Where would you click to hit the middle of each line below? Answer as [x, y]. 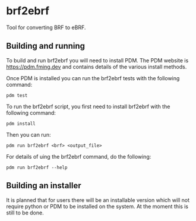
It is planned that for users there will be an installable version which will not [98, 200]
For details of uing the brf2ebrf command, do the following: [79, 156]
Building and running [45, 46]
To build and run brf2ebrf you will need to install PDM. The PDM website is [97, 60]
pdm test [17, 95]
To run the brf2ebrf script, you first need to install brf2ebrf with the [88, 106]
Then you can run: [29, 134]
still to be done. [25, 213]
